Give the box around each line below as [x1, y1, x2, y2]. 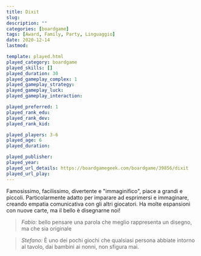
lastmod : [6, 43, 29, 49]
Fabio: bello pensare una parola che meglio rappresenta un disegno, [21, 218, 192, 226]
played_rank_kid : [6, 120, 50, 127]
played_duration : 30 [6, 70, 59, 76]
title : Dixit [6, 8, 39, 15]
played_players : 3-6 [6, 131, 59, 138]
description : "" [6, 20, 47, 26]
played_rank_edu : [6, 110, 50, 116]
